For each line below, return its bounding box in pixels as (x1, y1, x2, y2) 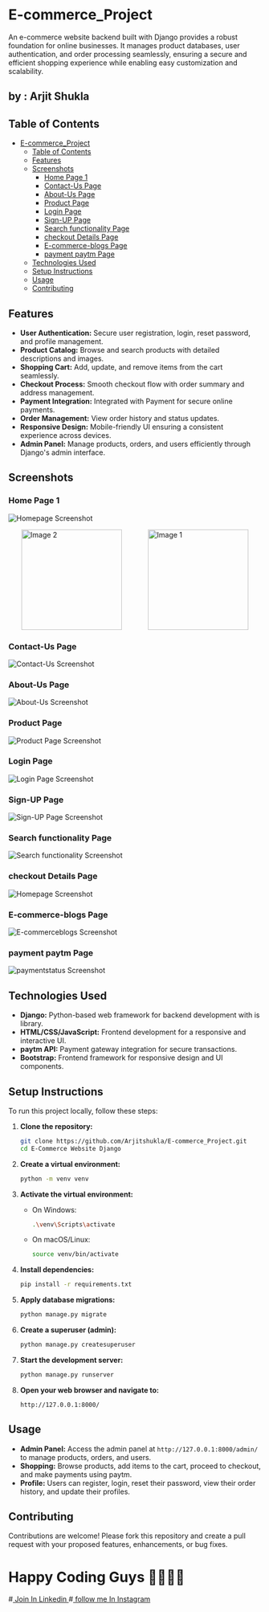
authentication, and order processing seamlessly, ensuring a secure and (8, 49, 247, 59)
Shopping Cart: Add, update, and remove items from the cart (19, 362, 223, 371)
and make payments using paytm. (19, 1469, 132, 1479)
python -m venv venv (19, 1175, 89, 1183)
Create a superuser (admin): (19, 1325, 117, 1335)
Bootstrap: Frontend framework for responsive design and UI (19, 1053, 223, 1062)
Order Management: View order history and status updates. (19, 413, 219, 423)
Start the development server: (19, 1355, 124, 1364)
